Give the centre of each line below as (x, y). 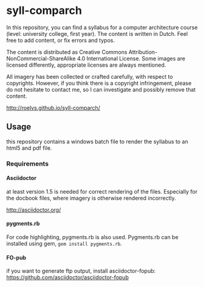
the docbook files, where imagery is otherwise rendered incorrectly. (91, 198)
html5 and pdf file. (29, 148)
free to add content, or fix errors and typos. (61, 40)
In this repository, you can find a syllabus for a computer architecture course (102, 27)
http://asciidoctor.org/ (34, 209)
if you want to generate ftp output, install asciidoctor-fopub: (81, 271)
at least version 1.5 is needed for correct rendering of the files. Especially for (102, 191)
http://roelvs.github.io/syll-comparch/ (53, 107)
